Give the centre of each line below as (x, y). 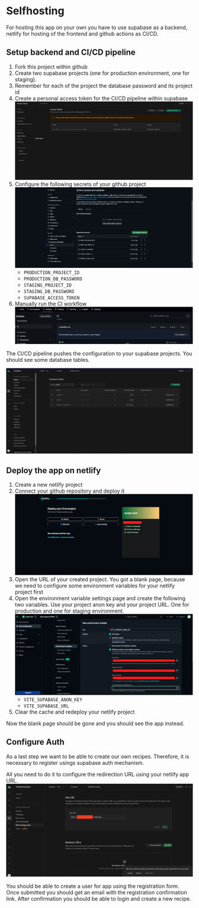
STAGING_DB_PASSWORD (49, 292)
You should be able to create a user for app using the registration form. (93, 886)
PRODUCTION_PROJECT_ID (52, 273)
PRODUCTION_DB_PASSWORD (53, 279)
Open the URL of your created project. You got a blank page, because (100, 579)
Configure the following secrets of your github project (80, 184)
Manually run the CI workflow (51, 304)
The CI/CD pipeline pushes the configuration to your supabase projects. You (99, 353)
